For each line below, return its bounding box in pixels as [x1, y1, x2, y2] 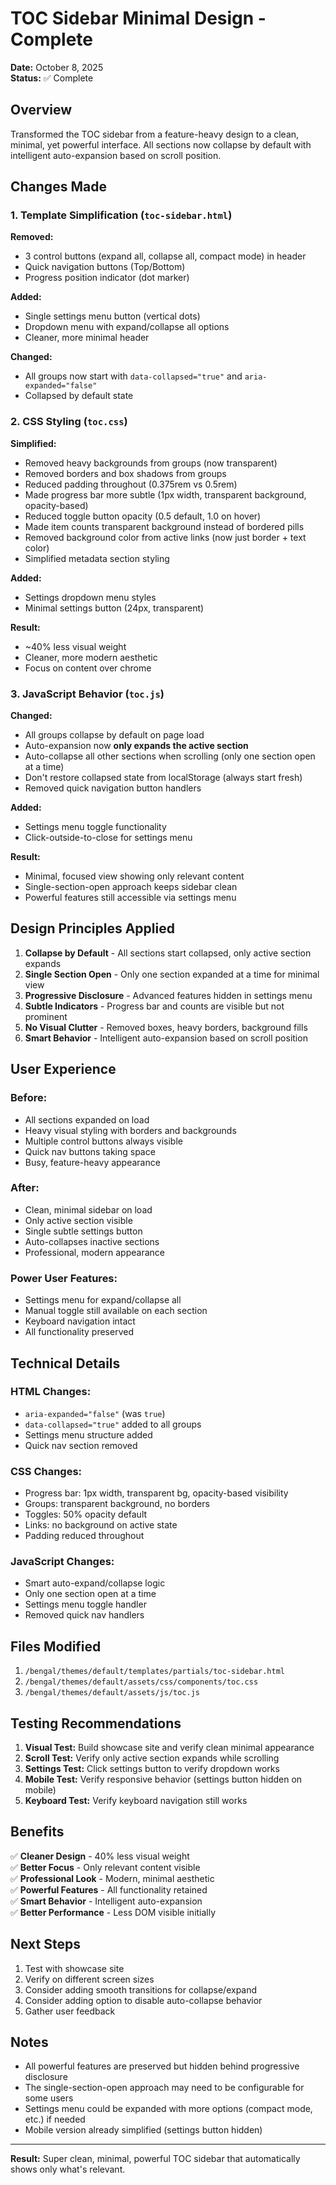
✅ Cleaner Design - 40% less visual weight [10, 1850, 190, 1862]
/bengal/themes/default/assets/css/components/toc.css [24, 1677, 259, 1687]
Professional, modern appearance [24, 1246, 165, 1258]
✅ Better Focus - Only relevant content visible [10, 1861, 201, 1873]
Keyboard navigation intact [24, 1315, 136, 1327]
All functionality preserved [24, 1326, 134, 1338]
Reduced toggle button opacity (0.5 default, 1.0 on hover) [24, 510, 262, 522]
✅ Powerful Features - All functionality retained [10, 1883, 208, 1896]
